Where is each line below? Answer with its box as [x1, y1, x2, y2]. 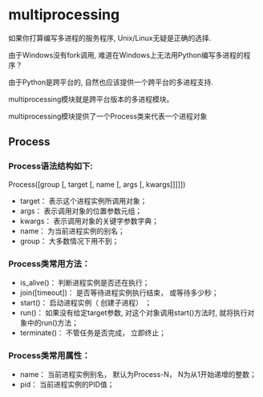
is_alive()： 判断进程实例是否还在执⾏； [19, 277, 150, 287]
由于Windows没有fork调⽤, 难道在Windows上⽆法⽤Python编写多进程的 [8, 50, 244, 59]
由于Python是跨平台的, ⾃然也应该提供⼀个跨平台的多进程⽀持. [8, 77, 214, 87]
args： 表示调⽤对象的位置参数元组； [19, 206, 143, 216]
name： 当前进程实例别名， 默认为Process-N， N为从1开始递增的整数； [19, 370, 257, 379]
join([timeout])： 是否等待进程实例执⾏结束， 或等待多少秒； [19, 287, 219, 298]
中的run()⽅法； [26, 318, 79, 327]
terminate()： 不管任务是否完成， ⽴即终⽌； [19, 327, 167, 338]
